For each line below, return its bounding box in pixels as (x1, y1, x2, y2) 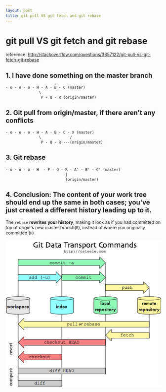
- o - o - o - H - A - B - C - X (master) (5, 130, 94, 135)
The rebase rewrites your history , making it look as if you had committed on (5, 219, 161, 225)
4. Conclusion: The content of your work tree (5, 191, 147, 199)
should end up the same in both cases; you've (5, 198, 150, 207)
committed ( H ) (5, 230, 34, 236)
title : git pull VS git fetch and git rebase (5, 13, 101, 18)
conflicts (5, 116, 34, 125)
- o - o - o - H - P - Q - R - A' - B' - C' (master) (5, 167, 121, 172)
